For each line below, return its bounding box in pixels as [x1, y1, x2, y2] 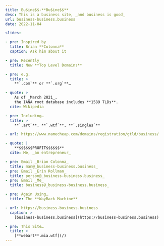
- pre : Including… [5, 113, 44, 118]
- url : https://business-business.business [5, 205, 98, 210]
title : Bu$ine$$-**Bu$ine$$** [5, 7, 69, 13]
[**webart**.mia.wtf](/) [14, 233, 67, 238]
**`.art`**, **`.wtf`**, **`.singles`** [14, 123, 100, 128]
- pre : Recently [5, 58, 39, 63]
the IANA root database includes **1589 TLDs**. [14, 100, 119, 105]
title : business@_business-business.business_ [10, 183, 110, 188]
